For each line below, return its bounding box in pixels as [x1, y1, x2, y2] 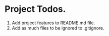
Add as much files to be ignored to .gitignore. [11, 25, 105, 31]
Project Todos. [4, 3, 66, 15]
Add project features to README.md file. [11, 20, 95, 26]
